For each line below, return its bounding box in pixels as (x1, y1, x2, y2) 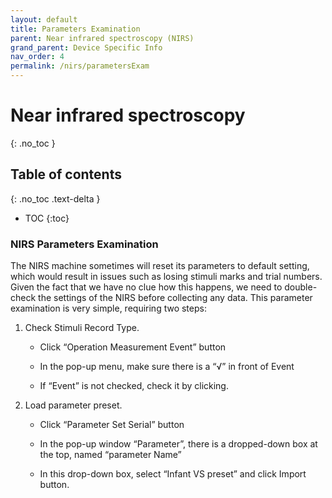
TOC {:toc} (24, 212, 70, 224)
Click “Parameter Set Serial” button (39, 419, 185, 431)
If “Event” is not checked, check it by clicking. (39, 380, 229, 392)
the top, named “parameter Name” (39, 449, 182, 461)
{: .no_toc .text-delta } (10, 192, 101, 205)
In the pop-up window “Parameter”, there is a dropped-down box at (39, 438, 318, 450)
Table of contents (10, 166, 122, 183)
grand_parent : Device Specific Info (10, 42, 163, 53)
